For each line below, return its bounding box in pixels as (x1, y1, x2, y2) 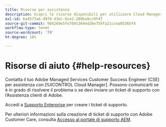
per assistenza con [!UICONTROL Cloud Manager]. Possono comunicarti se (5, 82, 159, 88)
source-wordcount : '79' (5, 30, 54, 35)
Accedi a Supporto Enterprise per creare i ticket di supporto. (5, 101, 128, 107)
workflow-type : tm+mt (5, 26, 50, 31)
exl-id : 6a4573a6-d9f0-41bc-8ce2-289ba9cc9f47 (5, 16, 103, 21)
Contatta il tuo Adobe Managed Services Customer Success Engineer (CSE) (5, 76, 160, 82)
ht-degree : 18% (5, 35, 37, 40)
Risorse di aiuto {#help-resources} (5, 60, 151, 71)
